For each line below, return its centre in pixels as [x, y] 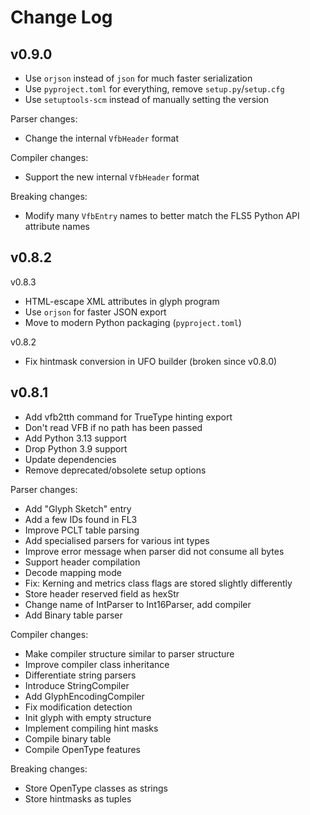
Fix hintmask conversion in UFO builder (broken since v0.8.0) [151, 361]
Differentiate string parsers [80, 675]
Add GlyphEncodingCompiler [84, 696]
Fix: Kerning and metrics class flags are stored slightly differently [158, 583]
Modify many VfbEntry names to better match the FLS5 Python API [162, 215]
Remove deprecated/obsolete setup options [115, 470]
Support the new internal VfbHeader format [112, 177]
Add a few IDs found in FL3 [81, 519]
